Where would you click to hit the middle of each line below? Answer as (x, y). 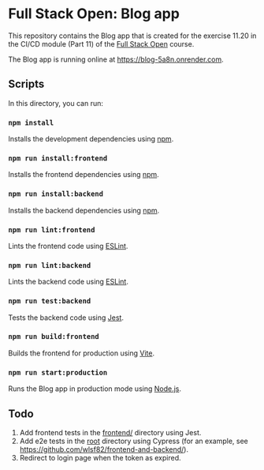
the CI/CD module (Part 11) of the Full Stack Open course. (101, 43)
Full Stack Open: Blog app (94, 14)
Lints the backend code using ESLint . (68, 282)
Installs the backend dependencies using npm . (84, 210)
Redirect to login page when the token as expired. (100, 457)
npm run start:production (58, 372)
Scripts (26, 84)
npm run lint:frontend (52, 229)
